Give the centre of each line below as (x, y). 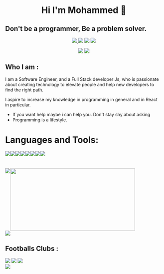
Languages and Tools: (52, 140)
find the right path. (24, 90)
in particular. (18, 105)
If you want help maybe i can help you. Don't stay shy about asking (81, 114)
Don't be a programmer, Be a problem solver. (76, 29)
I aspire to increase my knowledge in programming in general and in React (82, 99)
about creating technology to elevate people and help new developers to (80, 84)
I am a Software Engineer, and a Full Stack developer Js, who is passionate (82, 79)
